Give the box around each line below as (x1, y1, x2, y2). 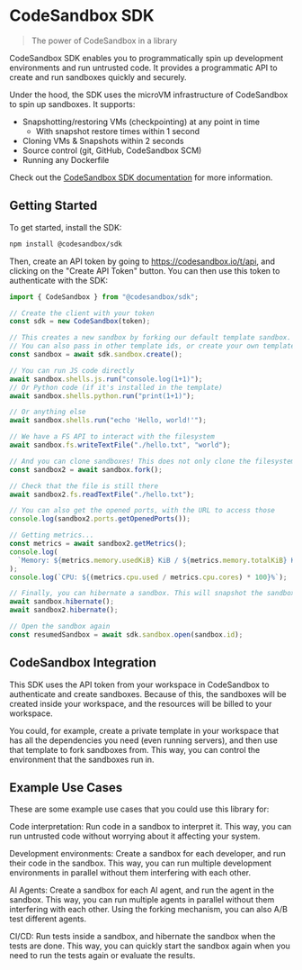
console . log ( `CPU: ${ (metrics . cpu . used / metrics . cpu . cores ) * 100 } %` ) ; (9, 573, 288, 582)
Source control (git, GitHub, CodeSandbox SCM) (22, 145, 202, 156)
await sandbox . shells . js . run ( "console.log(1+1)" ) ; (9, 375, 203, 384)
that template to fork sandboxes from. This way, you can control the (9, 744, 261, 755)
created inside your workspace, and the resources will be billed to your (9, 698, 272, 709)
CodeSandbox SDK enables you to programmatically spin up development (9, 52, 284, 63)
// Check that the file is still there (9, 481, 159, 491)
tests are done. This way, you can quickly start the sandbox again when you (9, 940, 290, 951)
